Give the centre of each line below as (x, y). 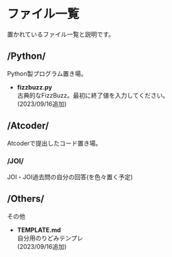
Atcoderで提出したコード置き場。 (54, 143)
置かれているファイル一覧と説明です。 (61, 34)
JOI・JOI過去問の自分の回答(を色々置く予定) (70, 177)
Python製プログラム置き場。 (47, 73)
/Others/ (26, 199)
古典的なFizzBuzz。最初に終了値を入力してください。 (93, 95)
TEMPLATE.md (39, 230)
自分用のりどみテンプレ (50, 238)
